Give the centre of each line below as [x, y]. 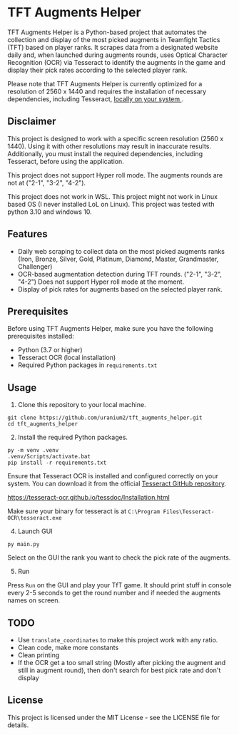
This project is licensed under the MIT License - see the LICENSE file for [113, 717]
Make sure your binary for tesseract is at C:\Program [84, 511]
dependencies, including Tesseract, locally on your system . [96, 99]
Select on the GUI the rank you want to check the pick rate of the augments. [119, 557]
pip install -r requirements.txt [57, 463]
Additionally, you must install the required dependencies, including [105, 153]
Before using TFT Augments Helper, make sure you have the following [110, 329]
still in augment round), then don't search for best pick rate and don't [119, 670]
